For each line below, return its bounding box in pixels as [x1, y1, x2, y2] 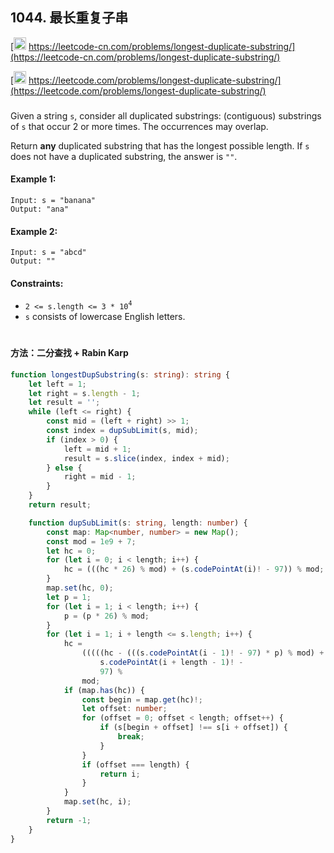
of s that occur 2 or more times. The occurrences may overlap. [10, 120, 269, 132]
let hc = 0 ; [46, 546, 97, 556]
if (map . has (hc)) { [63, 685, 145, 695]
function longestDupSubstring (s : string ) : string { [10, 369, 230, 380]
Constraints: [10, 277, 64, 289]
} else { [46, 463, 83, 473]
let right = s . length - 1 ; [28, 388, 141, 398]
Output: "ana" [10, 204, 70, 214]
